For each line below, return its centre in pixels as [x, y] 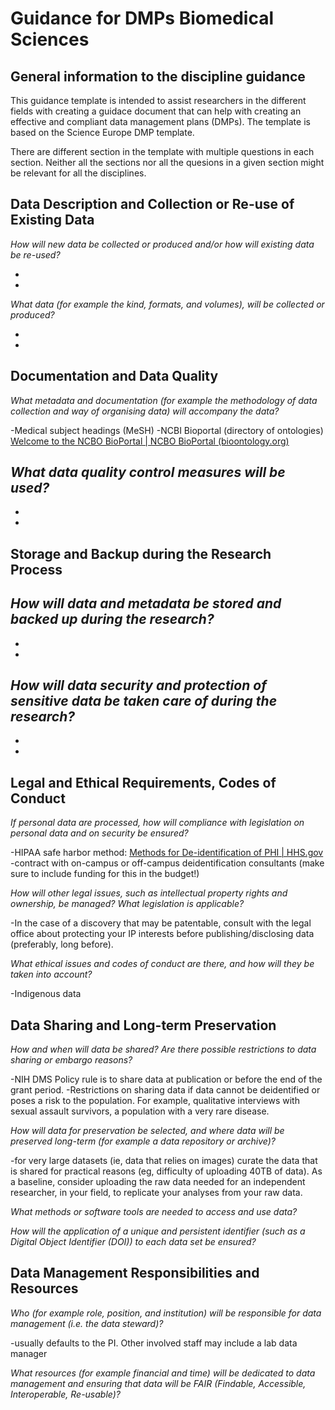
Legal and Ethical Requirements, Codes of [143, 782]
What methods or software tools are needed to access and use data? [154, 1212]
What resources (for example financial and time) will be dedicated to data [163, 1373]
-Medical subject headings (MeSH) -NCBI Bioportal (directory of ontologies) [167, 430]
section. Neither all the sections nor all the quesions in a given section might [167, 162]
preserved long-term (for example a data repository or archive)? [143, 1141]
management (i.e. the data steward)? [87, 1323]
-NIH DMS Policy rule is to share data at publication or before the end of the [166, 1079]
